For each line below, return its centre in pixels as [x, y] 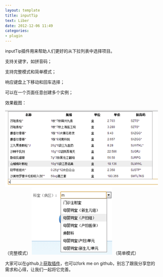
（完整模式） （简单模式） [72, 253]
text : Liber [17, 20]
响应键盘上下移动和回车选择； [35, 82]
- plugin [14, 36]
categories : [17, 31]
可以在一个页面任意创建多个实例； [39, 92]
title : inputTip [21, 15]
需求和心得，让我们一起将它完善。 [39, 269]
